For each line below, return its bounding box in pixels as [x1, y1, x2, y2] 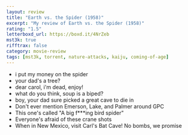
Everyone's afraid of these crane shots [15, 116, 112, 123]
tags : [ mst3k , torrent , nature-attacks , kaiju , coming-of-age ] [6, 54, 169, 60]
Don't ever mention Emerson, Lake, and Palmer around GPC [15, 102, 164, 110]
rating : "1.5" [6, 25, 42, 32]
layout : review [6, 8, 45, 15]
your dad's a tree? [15, 77, 60, 84]
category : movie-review [6, 48, 66, 54]
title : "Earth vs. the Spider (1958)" [6, 15, 104, 21]
